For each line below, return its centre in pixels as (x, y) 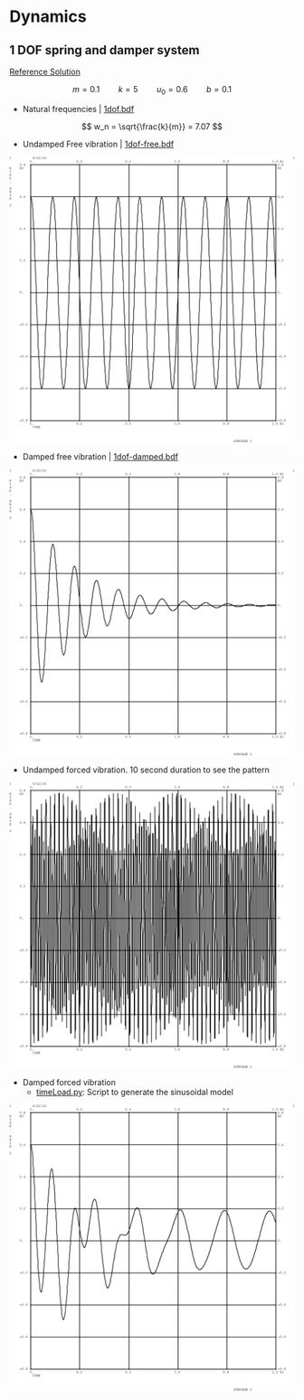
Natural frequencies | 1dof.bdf (78, 109)
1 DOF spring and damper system (104, 50)
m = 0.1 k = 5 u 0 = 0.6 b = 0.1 (152, 90)
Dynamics (48, 17)
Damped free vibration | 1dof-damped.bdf (100, 457)
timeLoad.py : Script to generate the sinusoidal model (134, 1093)
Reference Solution (45, 71)
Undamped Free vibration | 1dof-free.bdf (98, 144)
